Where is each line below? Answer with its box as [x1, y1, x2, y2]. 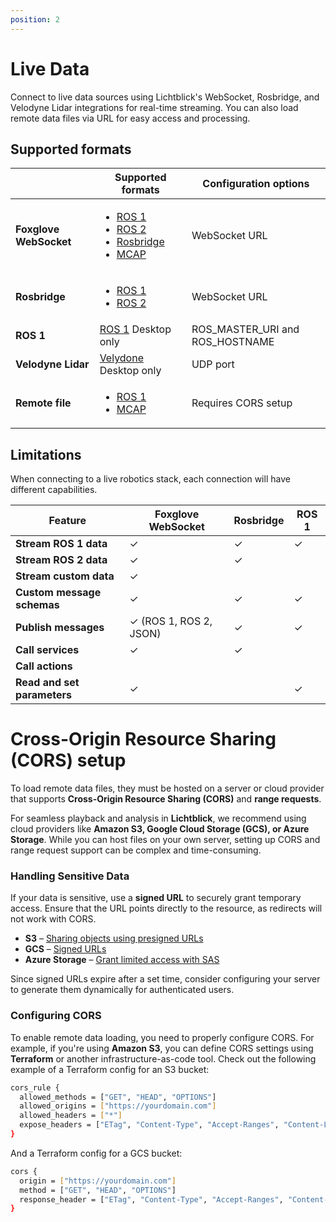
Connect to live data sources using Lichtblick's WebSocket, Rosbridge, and [10, 91, 320, 103]
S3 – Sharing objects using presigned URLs [24, 932, 204, 945]
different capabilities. [10, 484, 98, 496]
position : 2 [10, 14, 60, 25]
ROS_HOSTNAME [191, 335, 275, 349]
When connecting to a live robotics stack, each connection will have [10, 473, 291, 485]
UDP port [191, 357, 235, 371]
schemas [15, 598, 60, 612]
